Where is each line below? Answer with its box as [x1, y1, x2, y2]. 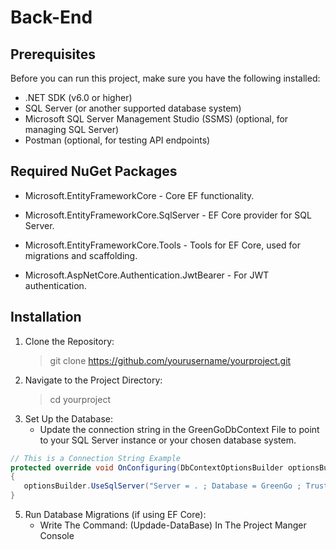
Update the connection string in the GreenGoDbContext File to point [39, 423, 320, 435]
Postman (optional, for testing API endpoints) [24, 134, 211, 146]
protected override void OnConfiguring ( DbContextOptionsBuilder [10, 462, 284, 473]
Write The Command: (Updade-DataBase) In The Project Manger [39, 519, 307, 531]
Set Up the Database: [24, 412, 113, 425]
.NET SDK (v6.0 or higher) [24, 92, 133, 103]
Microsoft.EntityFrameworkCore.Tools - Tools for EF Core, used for [24, 239, 301, 251]
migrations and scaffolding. [24, 249, 138, 261]
